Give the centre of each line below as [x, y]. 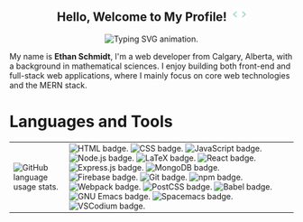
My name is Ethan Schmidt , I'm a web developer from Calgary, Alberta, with [151, 56]
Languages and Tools [91, 122]
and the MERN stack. [48, 85]
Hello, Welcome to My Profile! [142, 17]
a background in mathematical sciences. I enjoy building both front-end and [150, 66]
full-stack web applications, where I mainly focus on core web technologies [150, 75]
